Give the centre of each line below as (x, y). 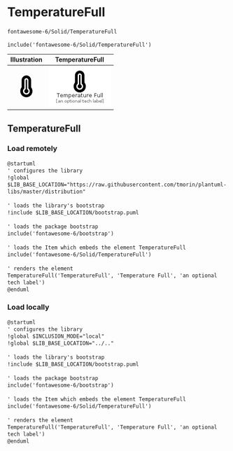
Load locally (28, 307)
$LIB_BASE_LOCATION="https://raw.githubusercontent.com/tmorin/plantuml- (117, 185)
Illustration (27, 59)
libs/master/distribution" (47, 192)
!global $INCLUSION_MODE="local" (56, 336)
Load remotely (33, 148)
